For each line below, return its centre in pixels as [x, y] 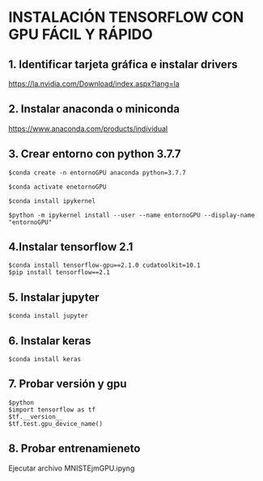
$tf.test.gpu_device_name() [56, 424]
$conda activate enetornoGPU [57, 187]
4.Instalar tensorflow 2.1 [71, 247]
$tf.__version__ [36, 416]
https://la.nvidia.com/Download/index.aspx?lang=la [94, 84]
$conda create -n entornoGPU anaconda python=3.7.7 [97, 173]
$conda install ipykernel [52, 201]
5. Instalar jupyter [54, 297]
